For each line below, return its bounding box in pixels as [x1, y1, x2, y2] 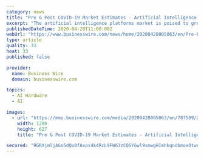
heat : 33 [6, 48, 29, 54]
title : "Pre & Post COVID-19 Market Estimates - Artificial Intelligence [6, 15, 197, 21]
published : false [6, 54, 50, 60]
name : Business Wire [12, 70, 64, 76]
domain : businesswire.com [12, 76, 78, 82]
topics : [6, 87, 26, 93]
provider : [6, 65, 32, 71]
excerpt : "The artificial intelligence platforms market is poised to [6, 20, 189, 26]
